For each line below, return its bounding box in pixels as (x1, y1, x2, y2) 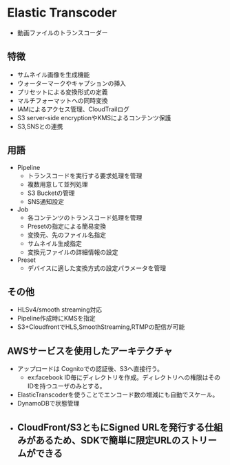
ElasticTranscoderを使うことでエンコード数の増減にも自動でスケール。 (17, 390, 219, 399)
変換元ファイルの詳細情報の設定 (27, 247, 118, 256)
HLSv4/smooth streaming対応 (17, 305, 102, 314)
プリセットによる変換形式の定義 (17, 88, 108, 96)
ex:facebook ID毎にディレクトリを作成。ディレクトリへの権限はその (27, 373, 220, 381)
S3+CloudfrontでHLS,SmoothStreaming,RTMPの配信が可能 (17, 323, 185, 331)
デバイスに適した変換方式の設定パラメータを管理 (27, 264, 167, 272)
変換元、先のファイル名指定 (27, 230, 107, 239)
